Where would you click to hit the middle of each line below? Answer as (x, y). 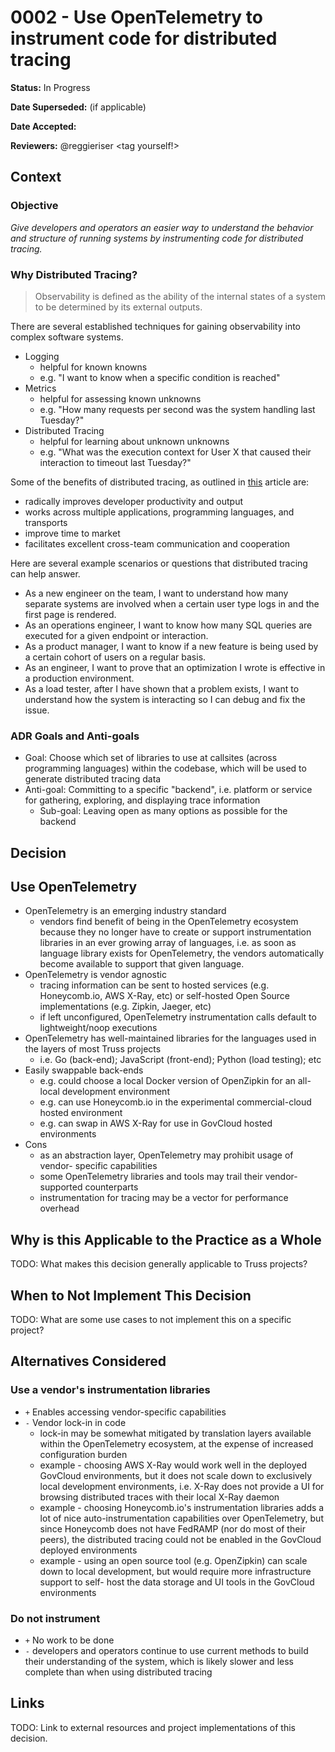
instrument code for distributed (144, 38)
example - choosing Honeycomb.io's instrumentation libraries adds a (182, 1507)
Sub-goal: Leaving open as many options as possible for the (163, 811)
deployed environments (88, 1550)
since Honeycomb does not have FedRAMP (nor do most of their (173, 1528)
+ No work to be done (69, 1640)
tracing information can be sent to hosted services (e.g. (154, 985)
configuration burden (83, 1454)
